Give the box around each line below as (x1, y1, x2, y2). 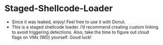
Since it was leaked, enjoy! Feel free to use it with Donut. (11, 19, 126, 25)
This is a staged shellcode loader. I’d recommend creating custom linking (11, 24, 159, 30)
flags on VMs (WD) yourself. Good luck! (11, 34, 92, 40)
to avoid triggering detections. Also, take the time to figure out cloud (11, 29, 149, 35)
